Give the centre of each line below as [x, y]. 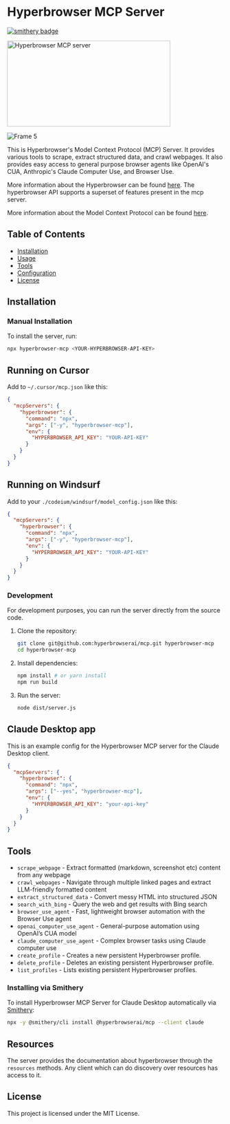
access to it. [24, 1075]
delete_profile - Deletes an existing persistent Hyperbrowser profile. [115, 962]
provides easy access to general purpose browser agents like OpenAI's [108, 164]
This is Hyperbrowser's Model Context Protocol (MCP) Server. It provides [111, 149]
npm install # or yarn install [62, 676]
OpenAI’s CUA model [47, 934]
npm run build [37, 682]
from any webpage [44, 875]
